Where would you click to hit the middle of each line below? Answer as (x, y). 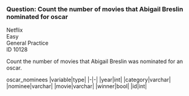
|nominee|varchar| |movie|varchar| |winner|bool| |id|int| (77, 86)
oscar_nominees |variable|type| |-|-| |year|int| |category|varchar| (89, 80)
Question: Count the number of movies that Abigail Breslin (95, 9)
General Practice (28, 43)
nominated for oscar (37, 17)
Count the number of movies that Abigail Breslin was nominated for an (95, 61)
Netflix (15, 30)
